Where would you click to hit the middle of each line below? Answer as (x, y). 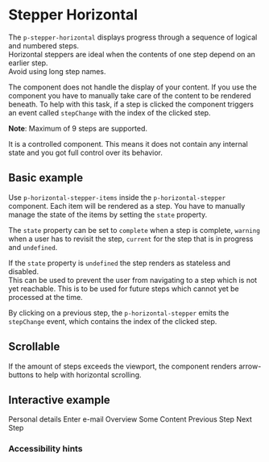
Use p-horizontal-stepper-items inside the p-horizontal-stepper (117, 197)
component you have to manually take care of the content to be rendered (130, 95)
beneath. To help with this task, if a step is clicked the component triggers (131, 104)
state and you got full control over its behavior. (85, 152)
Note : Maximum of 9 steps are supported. (78, 128)
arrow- (250, 366)
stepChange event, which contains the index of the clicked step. (113, 321)
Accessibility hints (46, 449)
